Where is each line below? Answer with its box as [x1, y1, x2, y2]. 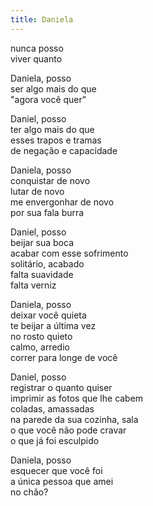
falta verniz [10, 279, 57, 291]
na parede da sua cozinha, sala [10, 413, 139, 425]
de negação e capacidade [10, 144, 118, 156]
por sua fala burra [10, 206, 85, 218]
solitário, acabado [10, 257, 85, 270]
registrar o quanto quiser [10, 381, 113, 393]
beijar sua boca [10, 236, 75, 248]
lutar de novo [10, 185, 65, 197]
